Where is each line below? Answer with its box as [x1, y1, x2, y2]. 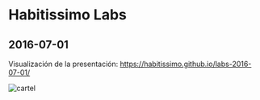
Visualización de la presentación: [8, 59, 119, 69]
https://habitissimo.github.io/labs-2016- [120, 59, 252, 69]
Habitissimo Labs [8, 6, 127, 24]
